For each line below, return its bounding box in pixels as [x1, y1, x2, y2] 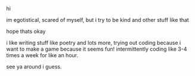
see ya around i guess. [6, 63, 62, 70]
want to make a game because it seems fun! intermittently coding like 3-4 [6, 45, 187, 52]
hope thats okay [6, 28, 46, 35]
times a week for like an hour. [6, 52, 79, 58]
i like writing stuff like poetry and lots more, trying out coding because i [6, 39, 181, 46]
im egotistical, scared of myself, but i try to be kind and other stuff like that [6, 16, 189, 23]
